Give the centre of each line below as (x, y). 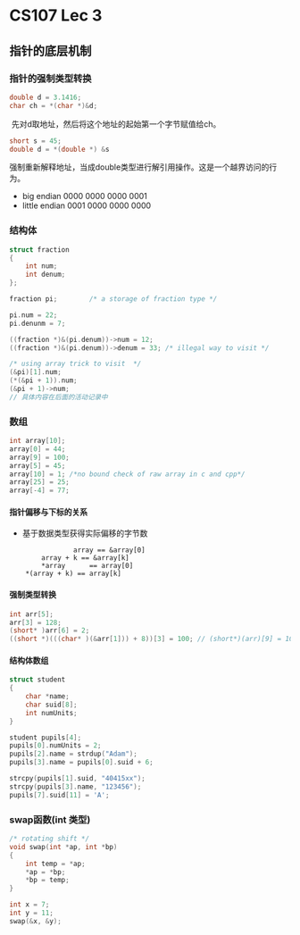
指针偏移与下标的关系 (48, 512)
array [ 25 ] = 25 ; (39, 482)
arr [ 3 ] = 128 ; (36, 622)
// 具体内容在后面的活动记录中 (59, 397)
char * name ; (47, 697)
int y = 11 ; (31, 913)
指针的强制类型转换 (50, 79)
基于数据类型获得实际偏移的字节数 (85, 533)
